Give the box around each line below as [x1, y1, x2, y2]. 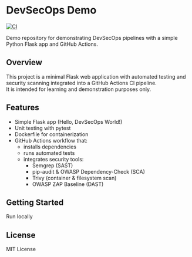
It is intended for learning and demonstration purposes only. [6, 86, 151, 93]
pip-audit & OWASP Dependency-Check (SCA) [32, 168, 146, 175]
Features [6, 103, 39, 113]
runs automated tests [23, 149, 75, 156]
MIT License [6, 246, 36, 253]
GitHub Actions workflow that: [14, 137, 88, 144]
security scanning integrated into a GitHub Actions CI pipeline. [6, 79, 157, 86]
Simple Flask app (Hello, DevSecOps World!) [14, 118, 123, 125]
